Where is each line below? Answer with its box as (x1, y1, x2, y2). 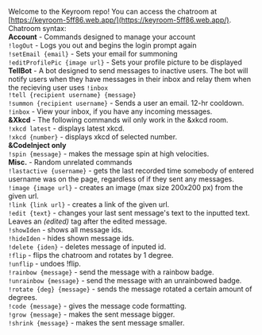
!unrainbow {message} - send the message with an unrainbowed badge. (8, 276, 242, 285)
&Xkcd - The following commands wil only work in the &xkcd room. (8, 115, 229, 124)
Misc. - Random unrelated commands (8, 158, 133, 166)
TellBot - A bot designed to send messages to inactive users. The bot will (8, 66, 249, 75)
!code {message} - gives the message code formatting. (8, 302, 187, 310)
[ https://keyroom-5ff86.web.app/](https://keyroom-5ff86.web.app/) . (8, 15, 232, 25)
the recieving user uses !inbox (8, 83, 109, 92)
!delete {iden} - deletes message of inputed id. (8, 242, 167, 251)
